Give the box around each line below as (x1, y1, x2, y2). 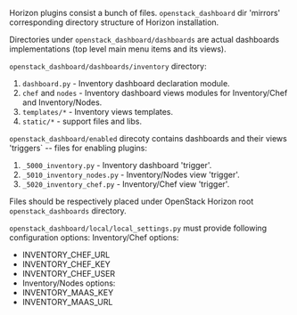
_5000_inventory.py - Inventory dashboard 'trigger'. (21, 160, 212, 170)
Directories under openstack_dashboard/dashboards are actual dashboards (9, 35, 279, 44)
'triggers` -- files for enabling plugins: (9, 142, 148, 153)
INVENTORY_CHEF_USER (21, 269, 116, 279)
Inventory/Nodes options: (21, 278, 116, 288)
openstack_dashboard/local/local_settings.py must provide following (9, 222, 268, 233)
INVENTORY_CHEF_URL (21, 249, 111, 260)
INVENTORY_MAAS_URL (21, 297, 113, 307)
